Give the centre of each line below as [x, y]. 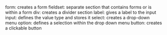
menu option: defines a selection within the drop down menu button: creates [83, 23]
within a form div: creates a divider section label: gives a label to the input [81, 12]
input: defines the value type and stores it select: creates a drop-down [78, 17]
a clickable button [23, 28]
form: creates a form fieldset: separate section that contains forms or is [79, 7]
